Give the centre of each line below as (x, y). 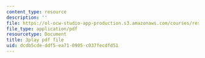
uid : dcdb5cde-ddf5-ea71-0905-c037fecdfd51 (63, 46)
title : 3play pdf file (35, 40)
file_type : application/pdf (42, 29)
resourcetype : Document (37, 34)
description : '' (27, 18)
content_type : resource (37, 12)
